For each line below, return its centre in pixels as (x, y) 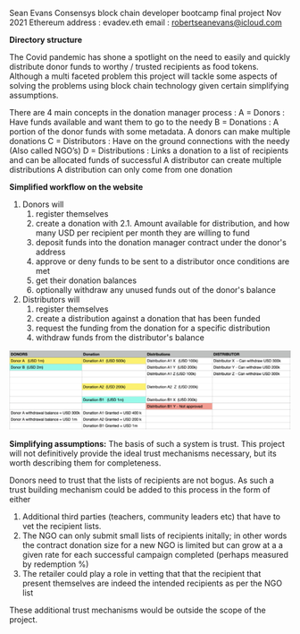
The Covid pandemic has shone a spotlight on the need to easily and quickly (150, 57)
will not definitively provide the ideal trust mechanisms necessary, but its (143, 454)
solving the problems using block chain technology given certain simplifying (149, 86)
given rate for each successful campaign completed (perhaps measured (155, 555)
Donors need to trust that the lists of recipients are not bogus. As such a (142, 480)
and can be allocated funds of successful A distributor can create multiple (146, 160)
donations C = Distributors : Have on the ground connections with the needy (150, 141)
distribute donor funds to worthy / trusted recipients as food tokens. (134, 67)
